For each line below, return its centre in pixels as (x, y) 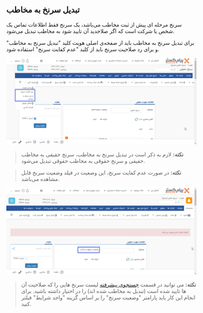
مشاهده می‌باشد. (40, 179)
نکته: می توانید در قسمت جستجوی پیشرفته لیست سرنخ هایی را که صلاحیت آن (108, 285)
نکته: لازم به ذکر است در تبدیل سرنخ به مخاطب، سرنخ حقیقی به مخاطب (102, 154)
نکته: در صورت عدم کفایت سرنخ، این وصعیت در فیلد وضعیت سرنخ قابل (101, 173)
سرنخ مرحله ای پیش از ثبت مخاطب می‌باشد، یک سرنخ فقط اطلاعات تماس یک (94, 24)
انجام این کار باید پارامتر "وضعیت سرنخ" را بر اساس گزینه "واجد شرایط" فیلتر (108, 297)
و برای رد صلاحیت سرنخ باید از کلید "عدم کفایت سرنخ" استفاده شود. (83, 49)
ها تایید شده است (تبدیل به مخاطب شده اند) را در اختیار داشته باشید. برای (104, 291)
